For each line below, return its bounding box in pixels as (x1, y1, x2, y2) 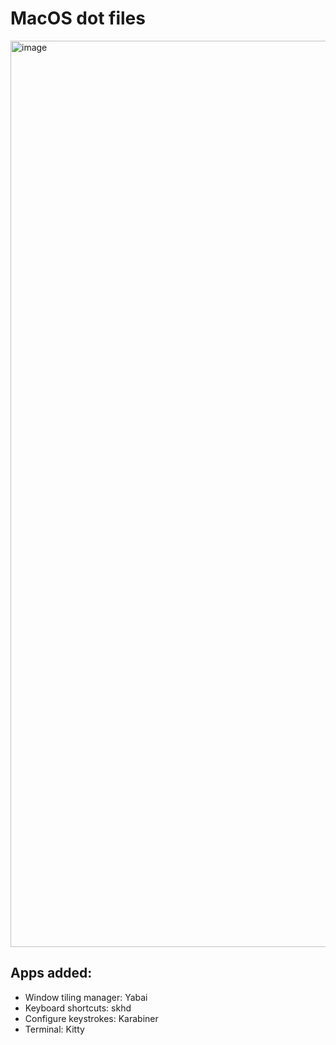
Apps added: (10, 965, 93, 982)
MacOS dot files (10, 7, 146, 30)
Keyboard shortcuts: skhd (24, 1002, 132, 1014)
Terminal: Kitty (24, 1023, 85, 1035)
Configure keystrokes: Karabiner (24, 1012, 159, 1024)
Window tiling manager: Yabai (24, 991, 148, 1003)
